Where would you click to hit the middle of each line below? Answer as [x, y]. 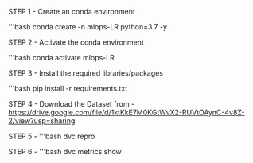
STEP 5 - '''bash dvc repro [52, 136]
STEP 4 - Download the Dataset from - [72, 104]
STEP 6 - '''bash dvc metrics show [65, 151]
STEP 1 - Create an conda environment [72, 12]
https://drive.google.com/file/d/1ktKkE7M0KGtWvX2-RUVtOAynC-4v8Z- [127, 112]
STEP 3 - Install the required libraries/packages [86, 73]
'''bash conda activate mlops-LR [62, 58]
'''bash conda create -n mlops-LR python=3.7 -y [88, 27]
